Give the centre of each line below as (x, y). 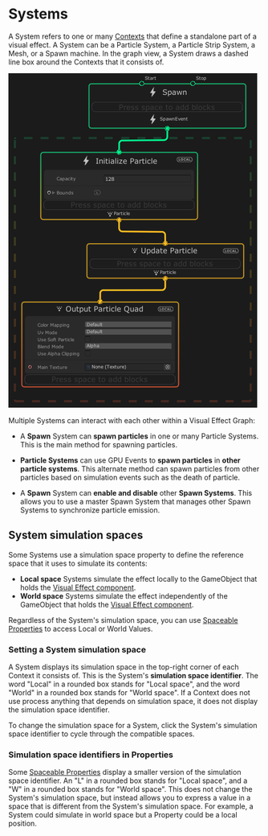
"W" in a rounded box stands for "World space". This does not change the (130, 789)
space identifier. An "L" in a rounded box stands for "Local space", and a (128, 780)
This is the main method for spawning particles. (99, 444)
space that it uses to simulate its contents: (78, 563)
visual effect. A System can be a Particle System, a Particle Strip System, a (132, 44)
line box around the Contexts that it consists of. (86, 62)
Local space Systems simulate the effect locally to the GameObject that (138, 579)
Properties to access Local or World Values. (81, 628)
